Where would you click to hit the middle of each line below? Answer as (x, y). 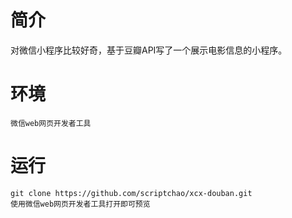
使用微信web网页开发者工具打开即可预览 (80, 204)
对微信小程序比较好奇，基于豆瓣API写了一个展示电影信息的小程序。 (149, 50)
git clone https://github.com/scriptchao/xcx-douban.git (131, 193)
